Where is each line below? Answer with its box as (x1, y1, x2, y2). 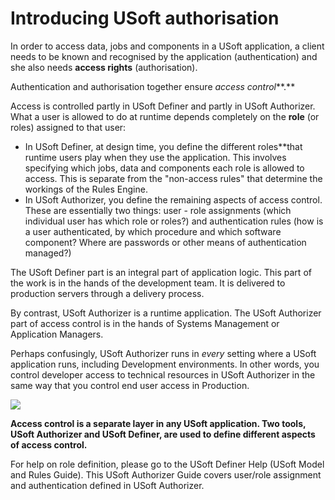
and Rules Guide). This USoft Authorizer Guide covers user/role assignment (10, 468, 322, 481)
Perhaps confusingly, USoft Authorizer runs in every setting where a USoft (10, 347, 317, 359)
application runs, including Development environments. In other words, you (10, 358, 320, 370)
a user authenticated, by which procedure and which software (24, 225, 282, 237)
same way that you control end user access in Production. (10, 379, 250, 391)
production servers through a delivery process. (10, 287, 205, 299)
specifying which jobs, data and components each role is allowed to (24, 162, 305, 174)
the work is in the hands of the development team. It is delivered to (10, 277, 286, 289)
